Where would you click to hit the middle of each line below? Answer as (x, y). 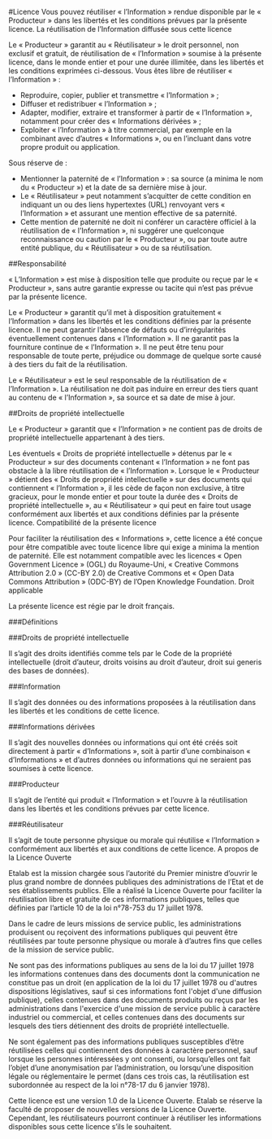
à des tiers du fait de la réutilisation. (68, 364)
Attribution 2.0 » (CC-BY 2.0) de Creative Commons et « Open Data (121, 573)
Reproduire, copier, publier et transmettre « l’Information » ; (119, 95)
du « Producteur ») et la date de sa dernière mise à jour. (113, 187)
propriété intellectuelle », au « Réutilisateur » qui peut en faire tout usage (130, 505)
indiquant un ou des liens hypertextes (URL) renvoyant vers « (123, 204)
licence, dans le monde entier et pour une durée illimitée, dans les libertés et (136, 62)
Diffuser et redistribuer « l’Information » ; (88, 104)
